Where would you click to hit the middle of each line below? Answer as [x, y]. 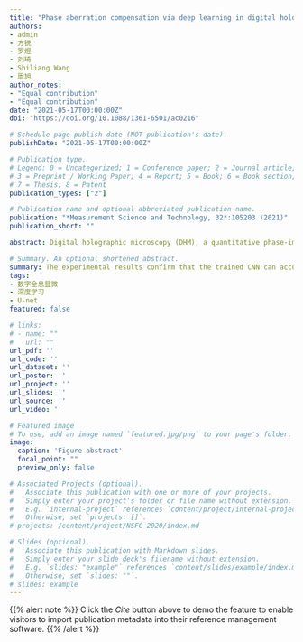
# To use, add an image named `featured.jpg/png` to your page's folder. [151, 434]
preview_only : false [56, 468]
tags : [19, 275]
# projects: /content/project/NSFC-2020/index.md [105, 526]
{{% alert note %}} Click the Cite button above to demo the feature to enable [151, 609]
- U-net [24, 301]
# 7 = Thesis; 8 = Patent [58, 185]
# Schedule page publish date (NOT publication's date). [119, 135]
